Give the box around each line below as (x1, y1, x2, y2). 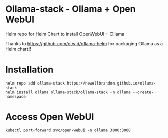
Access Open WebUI (5, 111, 94, 123)
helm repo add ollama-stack (5, 80, 65, 86)
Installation (5, 64, 54, 75)
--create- (132, 90, 154, 95)
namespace (5, 94, 26, 99)
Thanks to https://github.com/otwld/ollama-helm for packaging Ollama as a (5, 40, 163, 46)
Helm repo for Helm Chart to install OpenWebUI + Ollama (5, 31, 125, 37)
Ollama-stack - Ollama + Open (5, 3, 136, 15)
